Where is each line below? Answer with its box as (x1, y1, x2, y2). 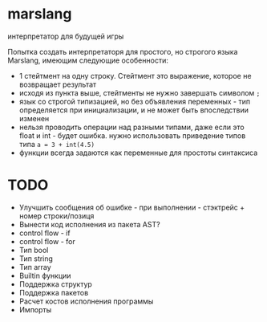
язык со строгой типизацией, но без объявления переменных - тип (18, 96, 250, 106)
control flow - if (18, 228, 71, 238)
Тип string (18, 254, 54, 263)
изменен (18, 113, 50, 123)
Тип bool (18, 245, 49, 255)
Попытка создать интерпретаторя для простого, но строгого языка (7, 47, 238, 56)
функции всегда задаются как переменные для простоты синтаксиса (18, 148, 258, 157)
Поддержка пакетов (18, 287, 89, 297)
